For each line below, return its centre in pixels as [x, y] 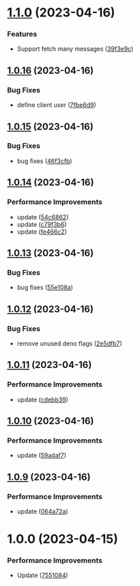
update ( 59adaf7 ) [42, 455]
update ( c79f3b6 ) [42, 224]
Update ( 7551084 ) [42, 575]
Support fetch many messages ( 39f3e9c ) [75, 49]
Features [22, 34]
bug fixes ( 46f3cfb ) [44, 161]
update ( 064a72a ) [42, 511]
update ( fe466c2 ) [42, 232]
